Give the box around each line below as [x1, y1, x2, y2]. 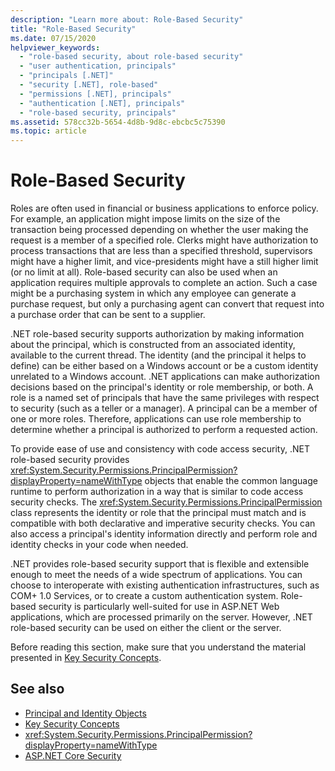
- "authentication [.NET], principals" [19, 98, 186, 108]
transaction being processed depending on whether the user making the [10, 224, 309, 236]
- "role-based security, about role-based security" [19, 52, 244, 62]
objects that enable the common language [144, 475, 318, 487]
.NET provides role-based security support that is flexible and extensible [10, 558, 310, 570]
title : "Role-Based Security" [10, 24, 137, 34]
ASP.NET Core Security [24, 749, 122, 761]
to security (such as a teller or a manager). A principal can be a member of [10, 402, 318, 415]
